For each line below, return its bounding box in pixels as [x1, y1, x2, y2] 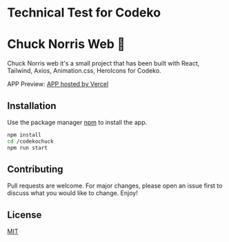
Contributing [7, 163, 63, 175]
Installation [7, 100, 57, 112]
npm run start [7, 144, 48, 151]
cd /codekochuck [7, 138, 54, 145]
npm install [7, 131, 41, 139]
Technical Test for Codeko [7, 5, 161, 21]
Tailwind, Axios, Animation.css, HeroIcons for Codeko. [7, 67, 161, 75]
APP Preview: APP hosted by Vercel [7, 80, 109, 88]
